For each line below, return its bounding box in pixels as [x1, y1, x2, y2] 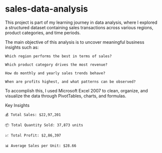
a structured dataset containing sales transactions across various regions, [5, 24, 153, 30]
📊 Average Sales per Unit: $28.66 [5, 143, 76, 148]
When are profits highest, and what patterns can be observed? [5, 79, 136, 84]
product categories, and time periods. [5, 30, 81, 35]
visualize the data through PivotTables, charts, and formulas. [5, 93, 126, 99]
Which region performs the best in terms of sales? [5, 53, 112, 59]
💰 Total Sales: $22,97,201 [5, 112, 61, 117]
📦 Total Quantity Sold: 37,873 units [5, 122, 84, 127]
